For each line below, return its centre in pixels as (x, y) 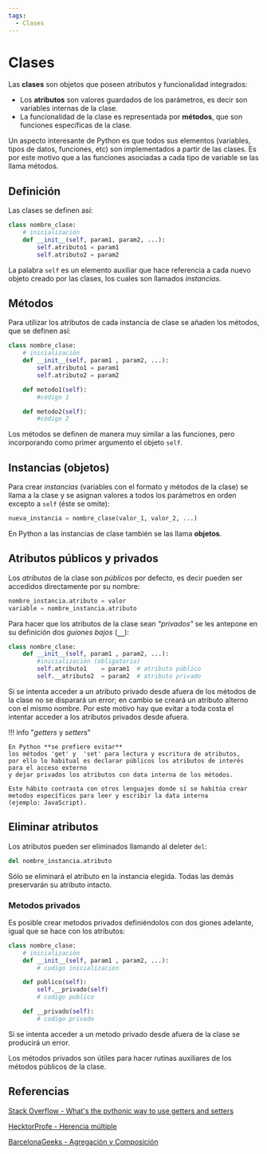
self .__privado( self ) (73, 990)
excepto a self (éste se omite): (59, 504)
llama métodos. (33, 166)
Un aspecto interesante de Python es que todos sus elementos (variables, (130, 141)
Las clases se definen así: (51, 210)
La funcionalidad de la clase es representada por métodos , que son (131, 117)
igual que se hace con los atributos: (67, 931)
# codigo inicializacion (78, 968)
